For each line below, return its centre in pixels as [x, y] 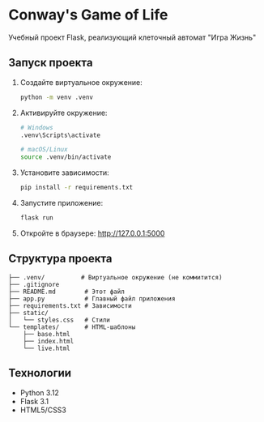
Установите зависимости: [64, 173]
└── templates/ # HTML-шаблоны [72, 327]
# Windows [37, 127]
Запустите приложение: [62, 203]
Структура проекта [60, 259]
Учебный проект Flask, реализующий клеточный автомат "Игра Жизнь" [132, 37]
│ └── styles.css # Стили [60, 320]
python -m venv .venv [56, 97]
